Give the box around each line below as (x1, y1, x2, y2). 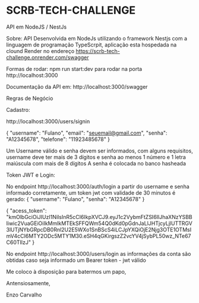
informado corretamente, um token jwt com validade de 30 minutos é (6, 189, 176, 196)
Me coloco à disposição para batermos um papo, (6, 268, 127, 275)
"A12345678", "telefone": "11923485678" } (6, 135, 110, 143)
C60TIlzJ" (6, 239, 31, 246)
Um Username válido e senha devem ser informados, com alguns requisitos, (6, 147, 193, 154)
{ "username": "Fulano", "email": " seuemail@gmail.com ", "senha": (6, 129, 168, 136)
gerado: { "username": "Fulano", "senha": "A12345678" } (6, 195, 145, 202)
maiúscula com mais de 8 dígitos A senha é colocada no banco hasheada (6, 160, 186, 167)
